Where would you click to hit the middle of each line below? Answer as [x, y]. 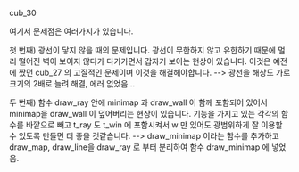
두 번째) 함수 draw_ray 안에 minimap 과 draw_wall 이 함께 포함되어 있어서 [138, 102]
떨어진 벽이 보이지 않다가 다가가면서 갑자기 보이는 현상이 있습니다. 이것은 [145, 61]
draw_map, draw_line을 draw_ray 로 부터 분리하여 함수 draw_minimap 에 [140, 147]
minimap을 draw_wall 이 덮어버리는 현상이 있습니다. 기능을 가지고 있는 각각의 [144, 114]
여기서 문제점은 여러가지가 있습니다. [71, 31]
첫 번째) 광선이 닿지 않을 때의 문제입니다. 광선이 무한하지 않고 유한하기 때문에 [143, 50]
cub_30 [23, 13]
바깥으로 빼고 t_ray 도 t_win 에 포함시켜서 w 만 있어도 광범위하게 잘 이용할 [154, 125]
